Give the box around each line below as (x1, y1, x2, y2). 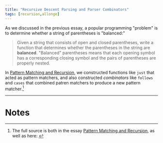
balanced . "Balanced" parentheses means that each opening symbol (16, 49, 155, 56)
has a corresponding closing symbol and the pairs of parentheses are (16, 55, 156, 61)
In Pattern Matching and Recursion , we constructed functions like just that (5, 69, 155, 75)
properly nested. (16, 60, 50, 66)
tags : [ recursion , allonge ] (5, 12, 60, 16)
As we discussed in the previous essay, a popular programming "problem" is (5, 25, 158, 31)
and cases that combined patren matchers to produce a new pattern (5, 79, 141, 85)
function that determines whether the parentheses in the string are (16, 45, 150, 50)
